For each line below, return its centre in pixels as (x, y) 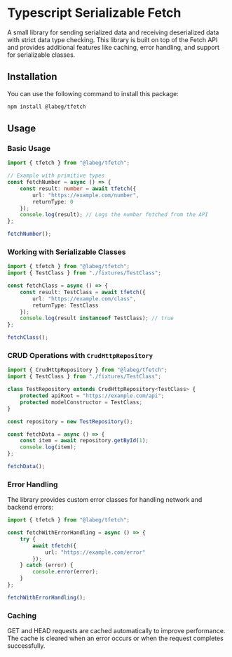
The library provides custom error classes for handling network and (105, 500)
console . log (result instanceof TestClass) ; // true (97, 318)
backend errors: (30, 507)
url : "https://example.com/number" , (86, 195)
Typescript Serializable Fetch (94, 13)
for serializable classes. (41, 55)
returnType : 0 (53, 201)
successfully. (26, 646)
